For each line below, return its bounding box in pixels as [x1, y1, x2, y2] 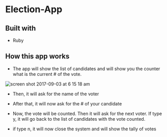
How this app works [5, 52, 70, 61]
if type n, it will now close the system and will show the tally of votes [12, 126, 156, 132]
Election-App [5, 4, 63, 15]
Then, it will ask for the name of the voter [12, 91, 99, 97]
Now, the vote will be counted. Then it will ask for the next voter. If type [12, 111, 162, 117]
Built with [5, 24, 36, 33]
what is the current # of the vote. [12, 71, 82, 77]
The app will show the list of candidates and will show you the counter [12, 65, 160, 72]
